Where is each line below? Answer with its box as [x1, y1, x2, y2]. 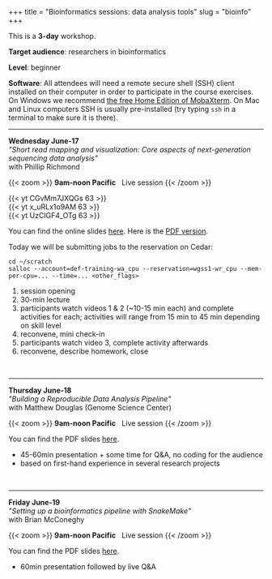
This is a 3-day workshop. [8, 32, 96, 41]
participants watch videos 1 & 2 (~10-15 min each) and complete [19, 303, 235, 313]
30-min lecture [19, 295, 70, 304]
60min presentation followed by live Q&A [19, 562, 156, 571]
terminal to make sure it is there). [8, 113, 119, 122]
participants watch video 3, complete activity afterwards [19, 338, 209, 347]
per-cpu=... [8, 272, 49, 280]
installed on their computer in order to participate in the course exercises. [8, 87, 253, 96]
